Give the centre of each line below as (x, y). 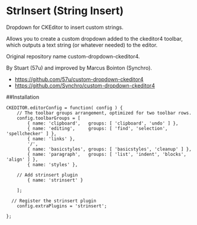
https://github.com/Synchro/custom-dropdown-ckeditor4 (85, 85)
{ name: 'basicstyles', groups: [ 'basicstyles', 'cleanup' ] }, (110, 149)
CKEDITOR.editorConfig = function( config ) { (64, 107)
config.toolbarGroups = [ (49, 118)
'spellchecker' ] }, (32, 133)
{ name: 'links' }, (51, 139)
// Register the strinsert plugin (54, 201)
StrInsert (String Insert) (65, 11)
